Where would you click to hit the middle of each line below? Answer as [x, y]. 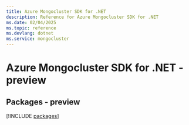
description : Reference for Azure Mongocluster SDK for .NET [82, 17]
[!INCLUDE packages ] [33, 116]
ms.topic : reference [31, 28]
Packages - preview [43, 102]
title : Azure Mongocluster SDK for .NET [56, 11]
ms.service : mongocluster [38, 39]
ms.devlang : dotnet [30, 33]
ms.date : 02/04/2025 [31, 22]
